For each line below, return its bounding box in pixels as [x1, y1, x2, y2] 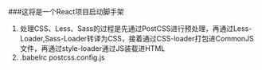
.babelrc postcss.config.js [19, 52, 105, 62]
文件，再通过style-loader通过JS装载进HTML [19, 44, 166, 53]
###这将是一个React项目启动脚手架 [8, 7, 125, 16]
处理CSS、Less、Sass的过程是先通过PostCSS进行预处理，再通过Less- [19, 24, 252, 33]
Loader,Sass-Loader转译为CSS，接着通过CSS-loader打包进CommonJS [19, 34, 255, 43]
